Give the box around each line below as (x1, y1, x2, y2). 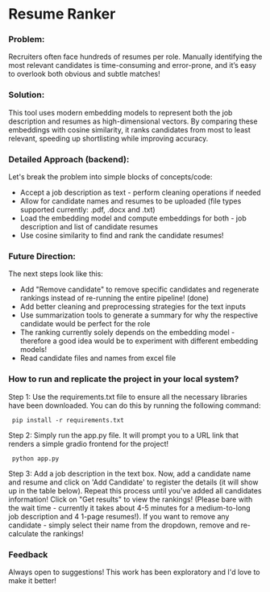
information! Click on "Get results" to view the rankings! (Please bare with (8, 494, 253, 504)
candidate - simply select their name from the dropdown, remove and (8, 520, 239, 530)
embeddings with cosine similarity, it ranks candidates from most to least (8, 124, 251, 134)
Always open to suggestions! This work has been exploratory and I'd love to (8, 567, 260, 577)
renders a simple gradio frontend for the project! (8, 439, 169, 448)
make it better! (8, 575, 56, 586)
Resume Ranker (8, 5, 116, 23)
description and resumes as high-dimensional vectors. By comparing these (8, 116, 258, 126)
